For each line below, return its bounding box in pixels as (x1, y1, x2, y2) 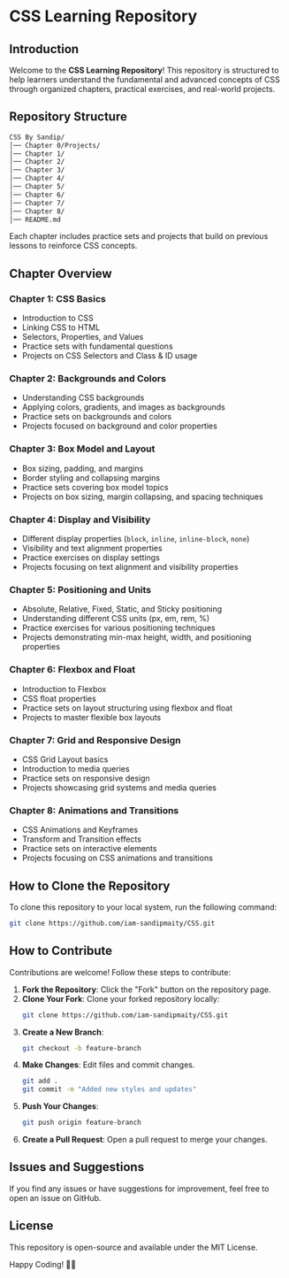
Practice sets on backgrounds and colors (21, 412, 172, 422)
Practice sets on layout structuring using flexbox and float (21, 702, 232, 713)
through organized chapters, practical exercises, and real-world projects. (9, 84, 276, 94)
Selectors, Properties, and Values (21, 332, 144, 343)
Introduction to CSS (21, 312, 95, 324)
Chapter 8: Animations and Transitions (9, 804, 179, 816)
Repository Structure (9, 109, 128, 125)
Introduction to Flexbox (21, 683, 107, 694)
